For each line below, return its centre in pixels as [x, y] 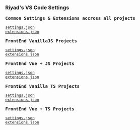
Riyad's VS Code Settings [37, 8]
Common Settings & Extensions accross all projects [71, 18]
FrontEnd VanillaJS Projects [41, 41]
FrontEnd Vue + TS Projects [40, 109]
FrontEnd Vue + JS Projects [40, 64]
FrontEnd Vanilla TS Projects [43, 86]
